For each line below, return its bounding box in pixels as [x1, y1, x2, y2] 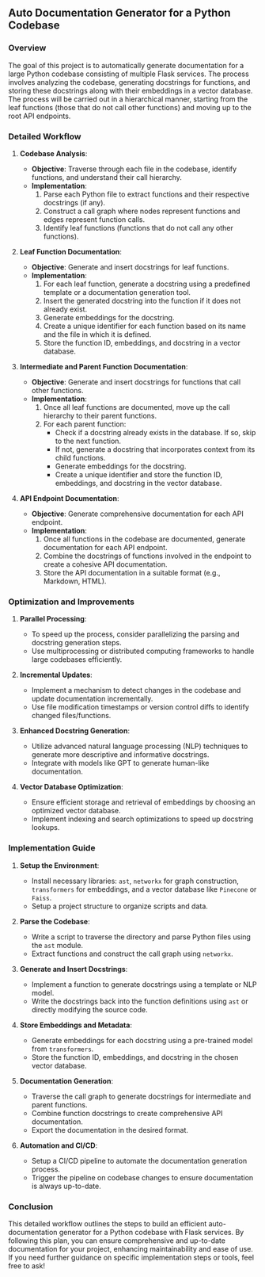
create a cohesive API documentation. [43, 559, 168, 569]
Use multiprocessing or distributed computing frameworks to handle [31, 646, 255, 656]
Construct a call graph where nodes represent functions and [43, 206, 240, 216]
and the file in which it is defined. [43, 329, 152, 339]
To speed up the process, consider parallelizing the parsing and [31, 629, 240, 639]
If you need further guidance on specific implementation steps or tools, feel [8, 1252, 255, 1262]
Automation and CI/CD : [19, 1141, 98, 1150]
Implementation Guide [8, 843, 96, 854]
